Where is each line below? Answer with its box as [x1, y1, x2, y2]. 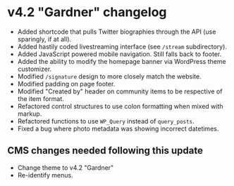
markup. [17, 109, 42, 118]
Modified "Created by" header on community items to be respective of [17, 87, 223, 95]
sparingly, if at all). [17, 34, 72, 43]
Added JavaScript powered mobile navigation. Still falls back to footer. [17, 50, 222, 58]
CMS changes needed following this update [7, 145, 203, 157]
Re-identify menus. [17, 171, 73, 179]
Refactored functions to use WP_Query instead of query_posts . [17, 117, 195, 125]
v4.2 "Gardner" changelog [7, 4, 167, 20]
